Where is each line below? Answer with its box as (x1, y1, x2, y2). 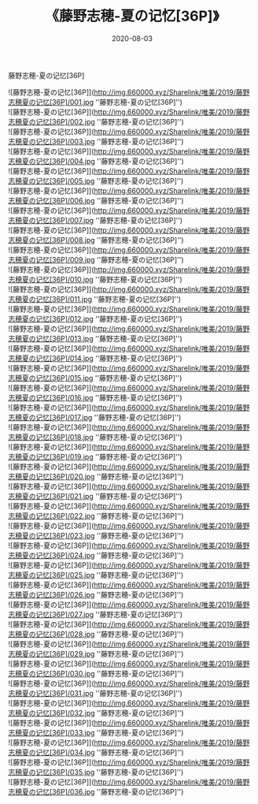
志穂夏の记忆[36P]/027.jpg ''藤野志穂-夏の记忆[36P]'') (8, 609, 183, 619)
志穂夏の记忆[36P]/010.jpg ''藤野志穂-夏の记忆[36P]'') (8, 274, 182, 284)
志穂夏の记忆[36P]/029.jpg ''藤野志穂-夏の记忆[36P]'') (8, 649, 184, 658)
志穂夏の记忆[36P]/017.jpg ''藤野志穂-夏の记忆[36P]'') (8, 412, 182, 422)
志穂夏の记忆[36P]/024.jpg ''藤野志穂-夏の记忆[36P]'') (8, 550, 184, 560)
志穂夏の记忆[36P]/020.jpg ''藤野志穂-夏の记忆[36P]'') (8, 471, 184, 481)
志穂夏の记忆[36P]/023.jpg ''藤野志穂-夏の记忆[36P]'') (8, 530, 184, 540)
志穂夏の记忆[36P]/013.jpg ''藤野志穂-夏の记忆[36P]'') (8, 333, 182, 343)
